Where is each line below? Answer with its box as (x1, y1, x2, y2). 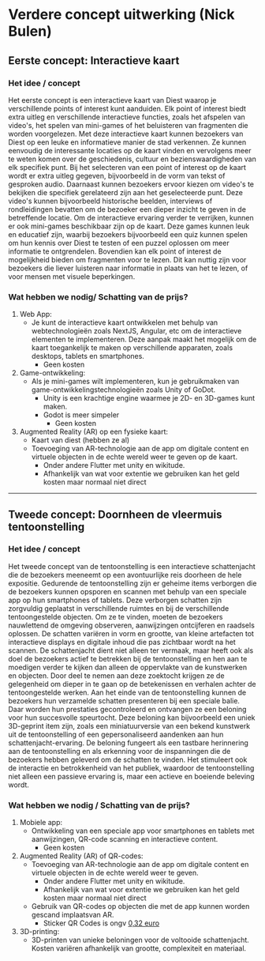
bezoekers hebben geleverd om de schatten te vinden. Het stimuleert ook (8, 755, 248, 764)
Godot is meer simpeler (43, 410, 120, 420)
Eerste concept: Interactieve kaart (8, 54, 180, 67)
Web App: (19, 310, 53, 319)
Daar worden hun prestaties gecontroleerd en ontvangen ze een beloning (8, 704, 247, 714)
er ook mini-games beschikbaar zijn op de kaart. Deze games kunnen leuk (8, 221, 250, 231)
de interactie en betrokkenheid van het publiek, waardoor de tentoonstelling (8, 763, 255, 772)
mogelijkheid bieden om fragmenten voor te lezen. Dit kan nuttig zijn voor (8, 254, 247, 264)
